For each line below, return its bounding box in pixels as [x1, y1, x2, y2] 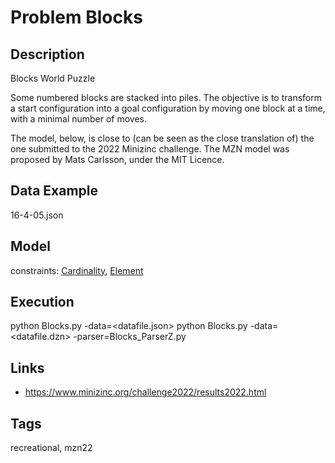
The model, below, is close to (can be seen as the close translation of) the [10, 132, 315, 144]
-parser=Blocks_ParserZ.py [73, 331, 187, 343]
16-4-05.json [10, 209, 64, 221]
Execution [10, 294, 75, 311]
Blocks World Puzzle [10, 72, 96, 84]
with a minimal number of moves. [10, 113, 148, 125]
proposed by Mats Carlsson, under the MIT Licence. [10, 154, 225, 165]
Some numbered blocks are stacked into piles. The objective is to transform [10, 92, 322, 103]
